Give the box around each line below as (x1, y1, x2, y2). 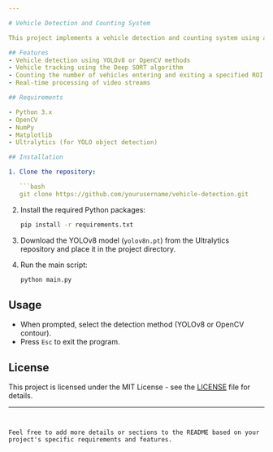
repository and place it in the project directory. (19, 244, 176, 253)
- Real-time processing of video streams (8, 79, 151, 87)
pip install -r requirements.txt (19, 221, 134, 229)
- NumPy (8, 123, 35, 131)
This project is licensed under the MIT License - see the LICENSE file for (8, 382, 250, 392)
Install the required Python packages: (19, 204, 146, 214)
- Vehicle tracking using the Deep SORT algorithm (8, 64, 184, 72)
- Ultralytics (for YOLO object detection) (8, 138, 158, 147)
